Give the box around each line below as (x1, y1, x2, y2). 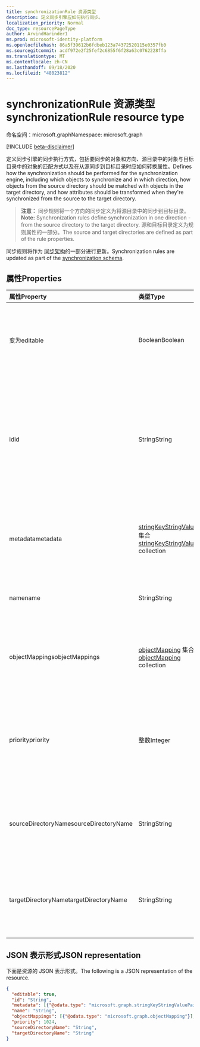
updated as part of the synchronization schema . (6, 255, 124, 262)
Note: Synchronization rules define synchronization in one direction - (20, 214, 191, 221)
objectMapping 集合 (138, 646, 195, 654)
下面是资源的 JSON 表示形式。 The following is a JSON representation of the (6, 967, 193, 975)
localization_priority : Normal (6, 20, 84, 26)
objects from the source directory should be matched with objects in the (6, 182, 183, 190)
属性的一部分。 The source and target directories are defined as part (26, 228, 193, 236)
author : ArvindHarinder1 (6, 31, 68, 37)
